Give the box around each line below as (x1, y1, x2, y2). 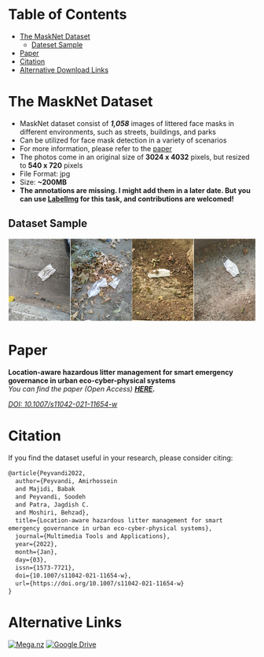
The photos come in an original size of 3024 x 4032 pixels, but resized (19, 152, 250, 161)
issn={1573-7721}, (15, 563, 76, 572)
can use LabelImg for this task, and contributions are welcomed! (19, 194, 234, 203)
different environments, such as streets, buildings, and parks (19, 127, 216, 136)
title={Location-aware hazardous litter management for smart (15, 516, 223, 525)
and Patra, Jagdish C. (15, 500, 90, 509)
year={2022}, (15, 540, 58, 548)
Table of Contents (8, 6, 127, 24)
